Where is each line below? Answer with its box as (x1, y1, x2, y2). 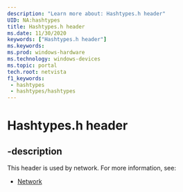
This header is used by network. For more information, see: (7, 164, 177, 173)
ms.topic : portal (7, 62, 58, 69)
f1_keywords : (7, 74, 45, 82)
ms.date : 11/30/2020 (7, 29, 67, 37)
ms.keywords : (7, 42, 45, 49)
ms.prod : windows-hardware (7, 49, 85, 56)
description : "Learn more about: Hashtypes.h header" (7, 10, 166, 17)
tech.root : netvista (7, 68, 67, 75)
